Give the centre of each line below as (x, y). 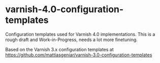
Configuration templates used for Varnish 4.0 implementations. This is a (80, 34)
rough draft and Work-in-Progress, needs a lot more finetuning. (72, 40)
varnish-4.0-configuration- (65, 9)
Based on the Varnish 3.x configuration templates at (60, 49)
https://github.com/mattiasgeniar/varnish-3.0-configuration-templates (79, 55)
